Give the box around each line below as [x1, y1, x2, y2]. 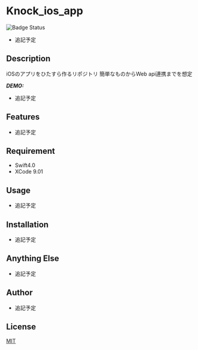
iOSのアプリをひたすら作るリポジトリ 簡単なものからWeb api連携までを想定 [6, 70, 193, 77]
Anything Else [6, 254, 59, 264]
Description [6, 53, 51, 64]
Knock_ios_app [6, 4, 83, 18]
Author [6, 288, 33, 298]
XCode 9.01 [14, 168, 43, 175]
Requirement [6, 146, 55, 156]
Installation [6, 219, 49, 229]
